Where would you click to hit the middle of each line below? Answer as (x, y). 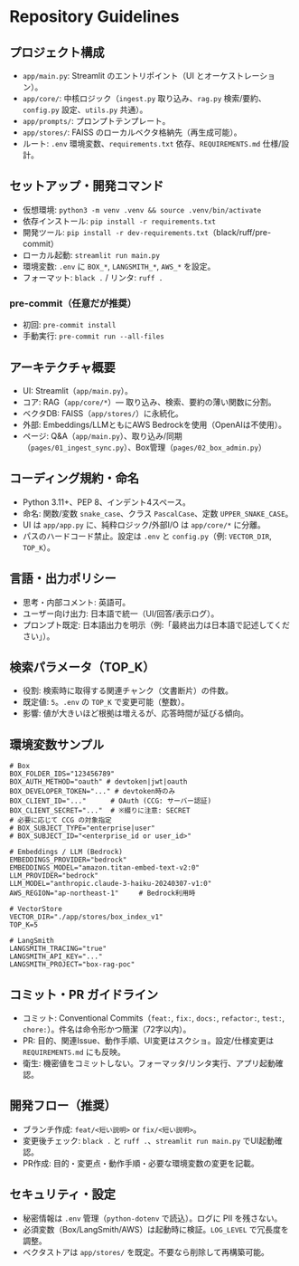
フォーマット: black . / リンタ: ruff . (93, 277)
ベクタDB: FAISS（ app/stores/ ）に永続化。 (103, 413)
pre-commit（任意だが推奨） (73, 303)
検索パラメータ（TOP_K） (82, 667)
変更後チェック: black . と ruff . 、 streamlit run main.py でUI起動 (149, 1140)
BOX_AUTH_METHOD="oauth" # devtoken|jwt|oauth (98, 782)
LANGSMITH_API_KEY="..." (56, 957)
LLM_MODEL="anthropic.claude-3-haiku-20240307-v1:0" (111, 884)
